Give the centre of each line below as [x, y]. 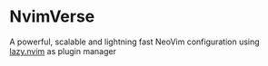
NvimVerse [52, 17]
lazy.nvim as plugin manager [63, 51]
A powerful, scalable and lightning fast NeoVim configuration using [135, 42]
